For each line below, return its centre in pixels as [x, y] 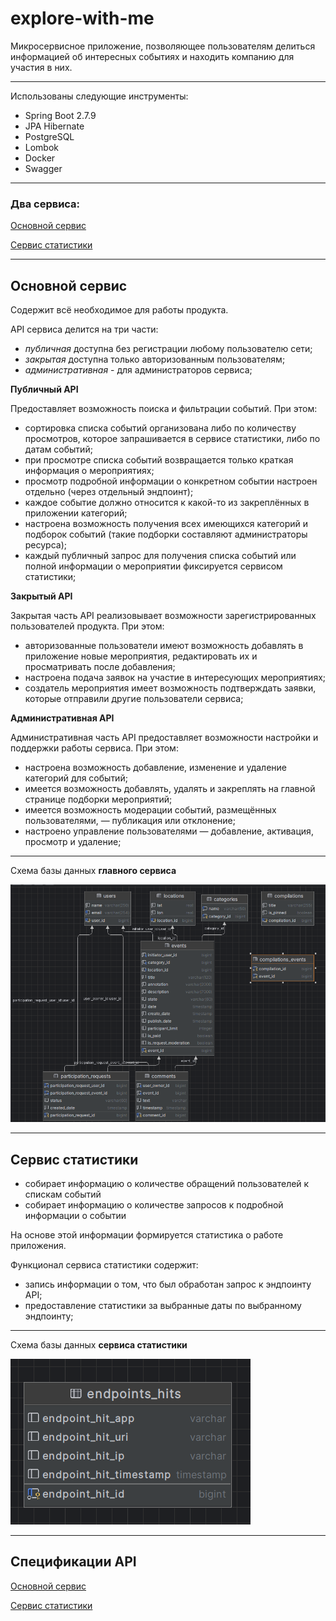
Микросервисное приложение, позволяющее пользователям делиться [163, 46]
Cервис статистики [74, 1159]
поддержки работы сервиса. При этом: [94, 748]
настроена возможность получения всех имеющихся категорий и [166, 524]
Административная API [62, 718]
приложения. [38, 1245]
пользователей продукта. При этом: [87, 626]
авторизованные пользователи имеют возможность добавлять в [164, 646]
